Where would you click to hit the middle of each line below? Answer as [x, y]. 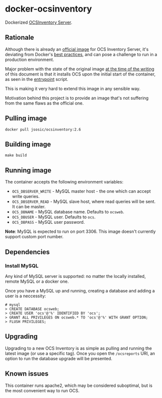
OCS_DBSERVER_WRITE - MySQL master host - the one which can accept [81, 191]
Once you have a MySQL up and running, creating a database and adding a [80, 291]
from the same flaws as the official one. [44, 103]
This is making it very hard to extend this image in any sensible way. [73, 89]
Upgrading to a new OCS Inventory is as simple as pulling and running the [79, 348]
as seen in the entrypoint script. [37, 79]
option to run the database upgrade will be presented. [59, 358]
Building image [28, 144]
